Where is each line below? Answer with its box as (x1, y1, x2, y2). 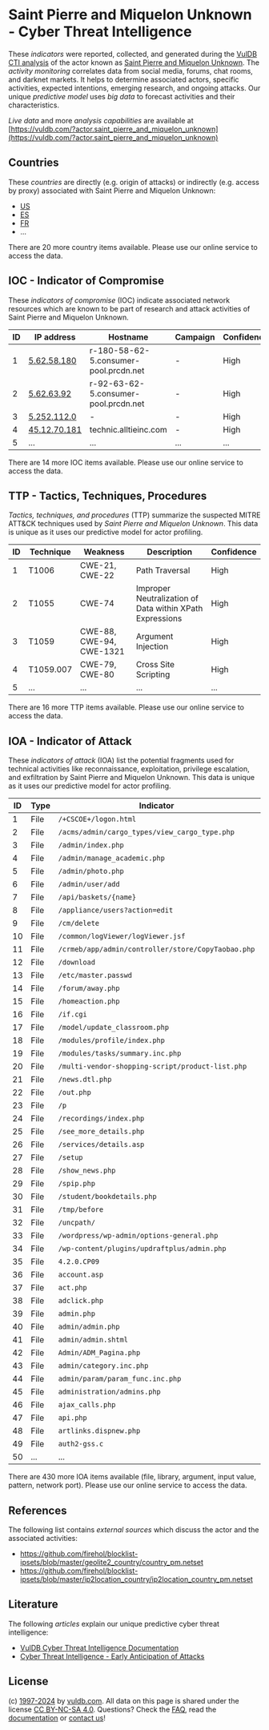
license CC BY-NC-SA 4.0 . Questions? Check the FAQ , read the (8, 1704, 217, 1714)
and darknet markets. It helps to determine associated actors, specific (8, 74, 239, 84)
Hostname (107, 331, 149, 342)
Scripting (135, 669, 171, 680)
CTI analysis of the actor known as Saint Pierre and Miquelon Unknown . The (8, 58, 260, 67)
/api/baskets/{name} (58, 893, 137, 902)
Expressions (135, 613, 183, 624)
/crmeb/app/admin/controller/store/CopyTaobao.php (58, 945, 255, 954)
